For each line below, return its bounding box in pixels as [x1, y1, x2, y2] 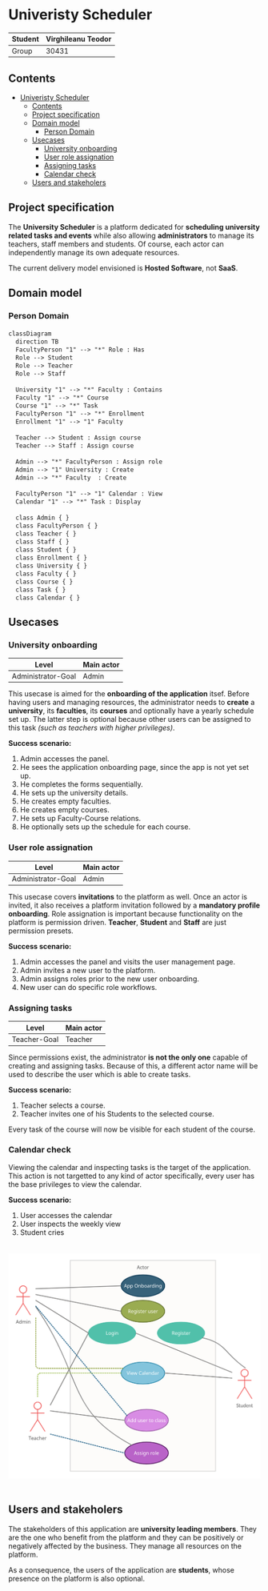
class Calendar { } [15, 594, 81, 602]
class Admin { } [15, 514, 70, 522]
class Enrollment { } [15, 554, 88, 562]
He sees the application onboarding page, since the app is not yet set [19, 763, 250, 772]
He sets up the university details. [19, 788, 129, 798]
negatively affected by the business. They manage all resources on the [8, 1541, 242, 1550]
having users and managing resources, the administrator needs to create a [8, 698, 255, 707]
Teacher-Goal [11, 1035, 59, 1044]
